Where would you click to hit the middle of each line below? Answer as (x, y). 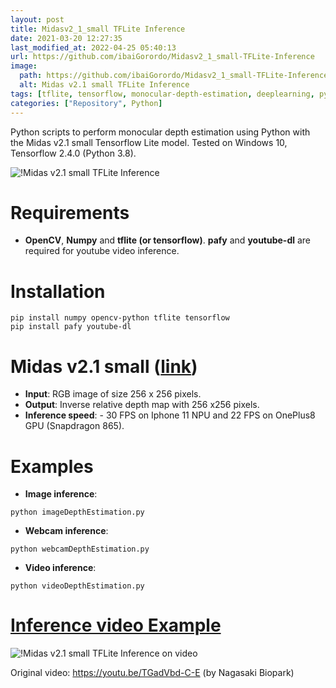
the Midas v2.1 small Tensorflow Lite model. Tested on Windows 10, (149, 142)
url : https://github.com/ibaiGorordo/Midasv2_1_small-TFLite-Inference (162, 57)
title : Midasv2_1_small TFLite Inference (98, 29)
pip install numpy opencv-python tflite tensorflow (120, 318)
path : (31, 76)
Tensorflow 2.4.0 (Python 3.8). (73, 153)
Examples (52, 466)
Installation (58, 291)
